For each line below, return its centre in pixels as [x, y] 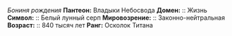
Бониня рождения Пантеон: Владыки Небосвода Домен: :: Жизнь [108, 10]
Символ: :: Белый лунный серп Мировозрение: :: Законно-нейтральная [116, 18]
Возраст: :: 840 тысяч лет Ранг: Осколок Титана [80, 25]
